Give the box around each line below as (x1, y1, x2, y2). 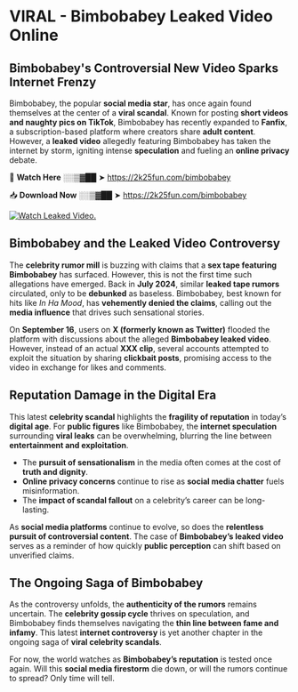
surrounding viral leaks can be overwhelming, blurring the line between (9, 430, 272, 441)
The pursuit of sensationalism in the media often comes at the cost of (21, 456, 282, 468)
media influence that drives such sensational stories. (9, 307, 205, 318)
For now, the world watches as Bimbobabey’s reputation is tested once (9, 654, 273, 664)
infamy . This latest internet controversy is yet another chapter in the (9, 627, 263, 638)
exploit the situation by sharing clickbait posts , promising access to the (9, 352, 272, 363)
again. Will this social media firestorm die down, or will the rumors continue (9, 664, 288, 674)
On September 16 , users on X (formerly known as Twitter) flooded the (9, 324, 270, 334)
